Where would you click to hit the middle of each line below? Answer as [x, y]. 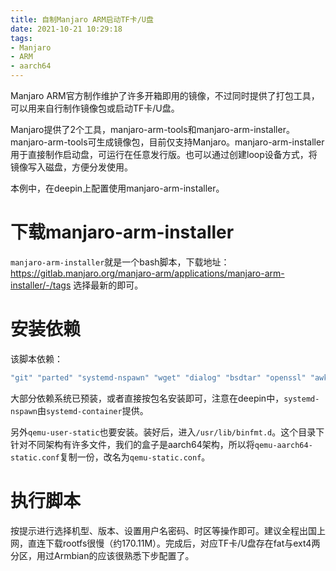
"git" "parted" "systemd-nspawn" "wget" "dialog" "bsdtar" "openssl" [158, 377]
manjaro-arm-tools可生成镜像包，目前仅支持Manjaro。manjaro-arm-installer [167, 142]
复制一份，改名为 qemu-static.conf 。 [135, 457]
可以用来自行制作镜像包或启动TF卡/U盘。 [95, 108]
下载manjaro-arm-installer [122, 232]
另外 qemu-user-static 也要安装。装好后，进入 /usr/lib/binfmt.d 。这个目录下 [167, 432]
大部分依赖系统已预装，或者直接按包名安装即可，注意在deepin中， [147, 398]
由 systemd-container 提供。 [92, 410]
